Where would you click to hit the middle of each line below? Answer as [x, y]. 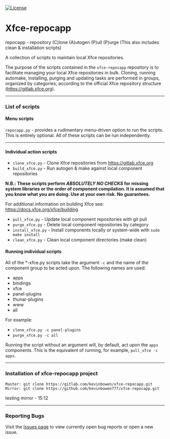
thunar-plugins [28, 299]
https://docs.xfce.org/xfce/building [42, 210]
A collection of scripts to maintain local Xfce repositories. [65, 57]
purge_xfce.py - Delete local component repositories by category [80, 225]
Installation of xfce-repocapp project [52, 374]
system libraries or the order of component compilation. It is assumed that [85, 189]
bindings [22, 283]
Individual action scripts [31, 151]
